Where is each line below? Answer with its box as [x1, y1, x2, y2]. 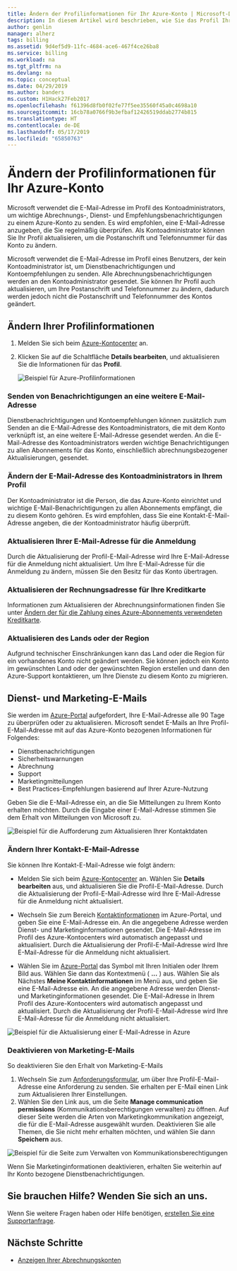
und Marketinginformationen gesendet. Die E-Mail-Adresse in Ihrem [17, 992, 215, 1000]
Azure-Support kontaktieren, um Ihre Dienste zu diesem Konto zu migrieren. [7, 671, 229, 681]
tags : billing [7, 37, 49, 44]
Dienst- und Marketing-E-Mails [7, 692, 147, 704]
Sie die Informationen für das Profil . [17, 360, 122, 368]
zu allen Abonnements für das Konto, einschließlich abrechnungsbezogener [7, 446, 228, 455]
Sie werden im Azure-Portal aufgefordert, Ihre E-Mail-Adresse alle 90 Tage [7, 711, 225, 719]
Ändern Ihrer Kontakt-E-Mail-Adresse [7, 844, 140, 854]
